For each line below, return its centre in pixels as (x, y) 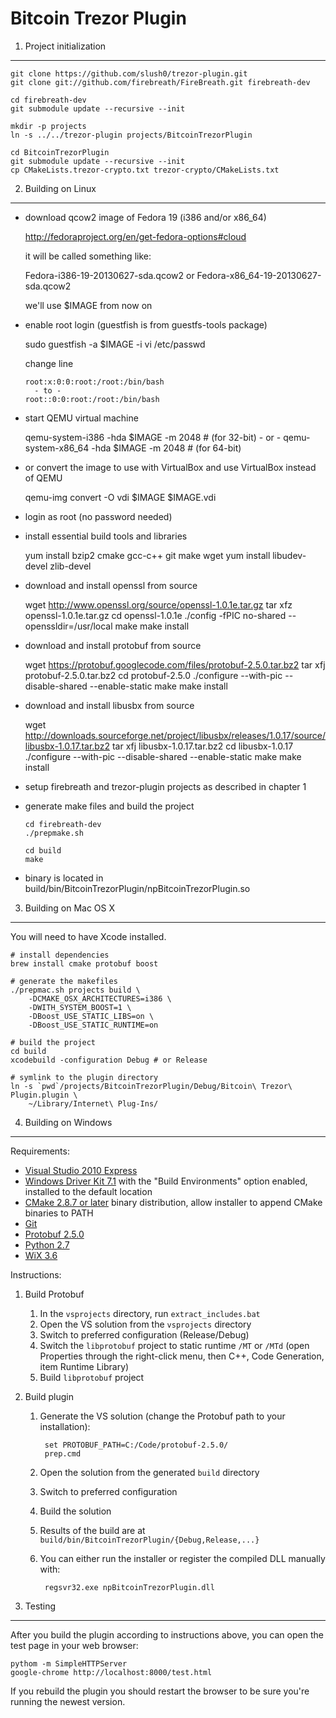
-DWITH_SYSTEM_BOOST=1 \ (80, 1007)
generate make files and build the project (109, 806)
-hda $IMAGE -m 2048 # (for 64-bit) (166, 448)
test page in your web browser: (74, 1645)
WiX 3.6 (41, 1255)
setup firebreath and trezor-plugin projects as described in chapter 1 (165, 786)
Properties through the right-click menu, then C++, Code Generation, (182, 1356)
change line (49, 363)
